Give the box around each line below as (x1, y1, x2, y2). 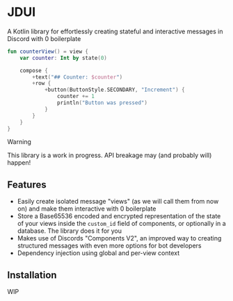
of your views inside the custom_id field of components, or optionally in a (17, 220, 226, 228)
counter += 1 (56, 93, 95, 100)
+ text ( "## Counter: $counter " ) (32, 74, 123, 81)
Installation (7, 269, 57, 281)
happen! (7, 158, 31, 167)
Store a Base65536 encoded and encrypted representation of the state (17, 212, 221, 220)
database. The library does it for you (17, 227, 122, 235)
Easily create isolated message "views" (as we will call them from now (17, 197, 219, 206)
